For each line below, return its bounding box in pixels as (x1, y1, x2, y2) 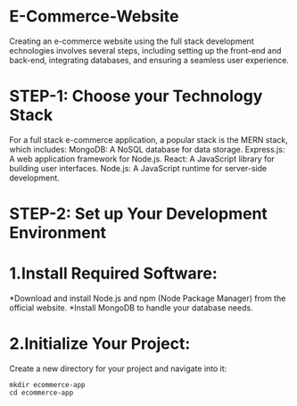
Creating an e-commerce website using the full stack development (9, 36, 254, 46)
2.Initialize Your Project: (9, 334, 191, 354)
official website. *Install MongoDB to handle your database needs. (9, 302, 253, 313)
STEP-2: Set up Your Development (9, 203, 268, 224)
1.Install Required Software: (9, 263, 219, 284)
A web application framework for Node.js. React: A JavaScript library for (9, 153, 275, 164)
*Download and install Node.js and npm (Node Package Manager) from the (9, 293, 286, 303)
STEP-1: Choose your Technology (9, 87, 263, 106)
